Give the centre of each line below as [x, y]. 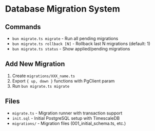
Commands [23, 27]
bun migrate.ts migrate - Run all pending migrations [65, 38]
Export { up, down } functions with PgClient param [63, 81]
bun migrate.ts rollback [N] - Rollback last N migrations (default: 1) [81, 44]
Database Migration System [63, 9]
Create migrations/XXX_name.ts [44, 76]
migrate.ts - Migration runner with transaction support [67, 113]
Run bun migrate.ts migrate [41, 86]
